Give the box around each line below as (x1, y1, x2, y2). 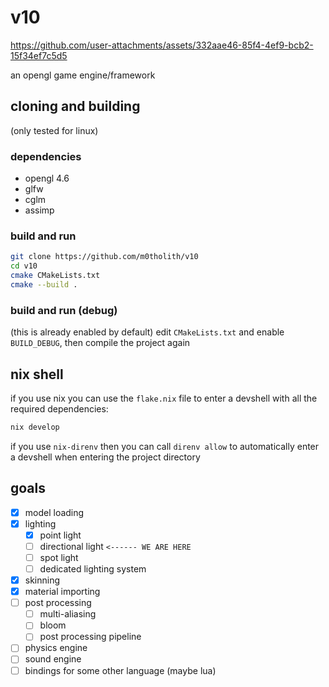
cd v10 (10, 261, 38, 271)
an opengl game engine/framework (10, 69, 156, 81)
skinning (24, 574, 61, 586)
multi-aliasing (39, 608, 97, 620)
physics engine (24, 642, 88, 654)
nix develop (10, 422, 60, 432)
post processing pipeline (39, 631, 142, 643)
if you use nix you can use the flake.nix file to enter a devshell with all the (10, 392, 318, 404)
